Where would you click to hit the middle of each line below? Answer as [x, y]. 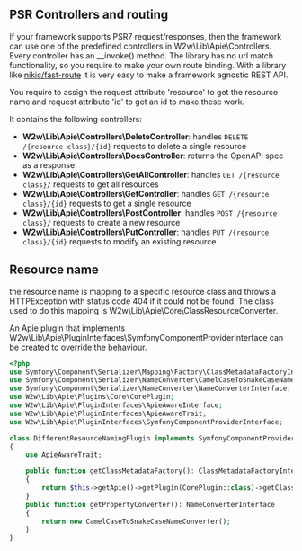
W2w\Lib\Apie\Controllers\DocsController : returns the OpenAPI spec [153, 156]
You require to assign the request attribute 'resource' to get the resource [144, 92]
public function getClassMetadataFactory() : [110, 471]
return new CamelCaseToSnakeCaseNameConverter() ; [136, 521]
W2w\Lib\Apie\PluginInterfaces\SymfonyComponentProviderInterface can [147, 337]
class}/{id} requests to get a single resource [107, 203]
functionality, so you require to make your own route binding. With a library [148, 65]
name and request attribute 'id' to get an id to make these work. [127, 102]
